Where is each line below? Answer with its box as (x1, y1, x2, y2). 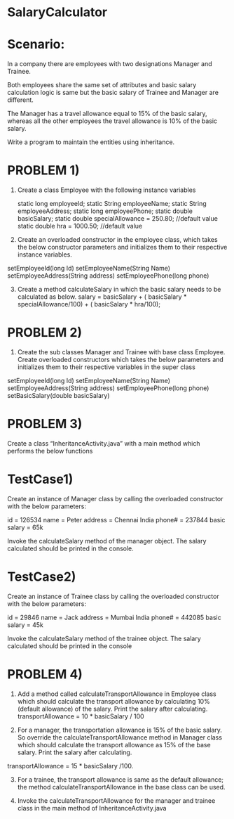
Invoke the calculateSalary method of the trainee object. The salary (7, 634, 201, 643)
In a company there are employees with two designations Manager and (7, 60, 212, 68)
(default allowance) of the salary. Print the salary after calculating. (17, 704, 208, 713)
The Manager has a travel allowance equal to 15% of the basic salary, (7, 110, 208, 118)
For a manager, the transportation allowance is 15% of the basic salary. (17, 726, 223, 734)
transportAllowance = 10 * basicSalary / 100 (17, 711, 145, 721)
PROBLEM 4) (7, 666, 83, 682)
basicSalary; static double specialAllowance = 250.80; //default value (17, 214, 219, 223)
